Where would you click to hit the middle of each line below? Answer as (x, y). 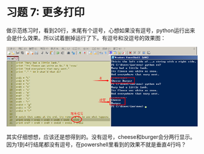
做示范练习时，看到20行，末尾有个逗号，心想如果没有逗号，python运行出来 (101, 30)
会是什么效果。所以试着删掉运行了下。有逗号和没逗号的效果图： (86, 38)
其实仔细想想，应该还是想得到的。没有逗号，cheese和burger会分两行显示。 (101, 136)
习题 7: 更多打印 (46, 12)
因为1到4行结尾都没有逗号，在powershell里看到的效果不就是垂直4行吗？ (96, 144)
